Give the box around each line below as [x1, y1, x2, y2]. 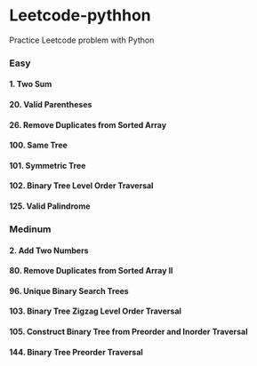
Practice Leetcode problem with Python [9, 35, 155, 45]
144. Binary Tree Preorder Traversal [9, 346, 144, 357]
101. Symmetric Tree [9, 160, 86, 171]
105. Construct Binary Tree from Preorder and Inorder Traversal [9, 326, 248, 337]
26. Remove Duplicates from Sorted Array [9, 119, 167, 130]
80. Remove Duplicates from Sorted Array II [9, 266, 173, 276]
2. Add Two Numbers [9, 245, 89, 256]
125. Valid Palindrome [9, 201, 91, 211]
